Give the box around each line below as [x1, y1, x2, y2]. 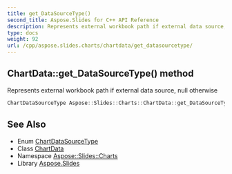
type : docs [7, 29, 39, 37]
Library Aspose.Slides [17, 159, 80, 167]
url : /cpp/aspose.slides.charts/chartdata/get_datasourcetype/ [7, 42, 193, 49]
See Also [7, 119, 46, 130]
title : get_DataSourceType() [7, 10, 91, 17]
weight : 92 [7, 36, 39, 43]
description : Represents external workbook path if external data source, [7, 23, 227, 30]
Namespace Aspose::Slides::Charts [17, 151, 118, 159]
